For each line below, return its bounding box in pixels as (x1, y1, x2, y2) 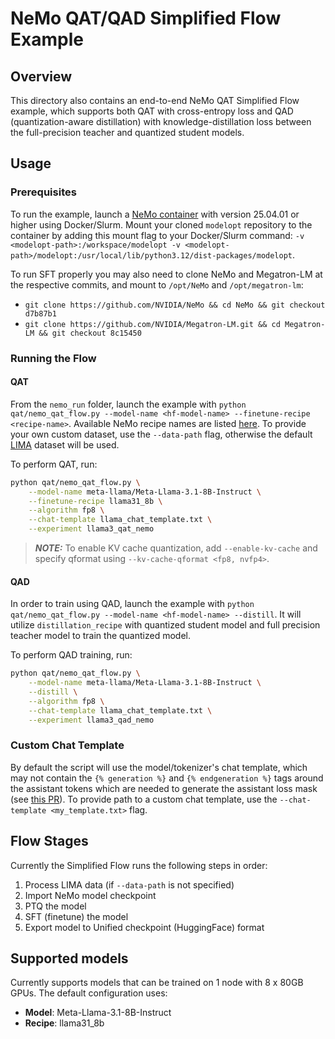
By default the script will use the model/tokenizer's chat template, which (10, 761, 308, 773)
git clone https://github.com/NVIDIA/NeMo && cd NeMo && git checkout (24, 300, 326, 310)
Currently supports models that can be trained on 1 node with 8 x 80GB (10, 977, 304, 989)
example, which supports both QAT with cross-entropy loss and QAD (10, 105, 294, 117)
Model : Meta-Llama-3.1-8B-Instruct (24, 1007, 172, 1019)
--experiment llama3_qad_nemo (28, 715, 155, 725)
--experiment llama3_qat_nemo (28, 524, 155, 534)
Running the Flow (10, 351, 97, 365)
